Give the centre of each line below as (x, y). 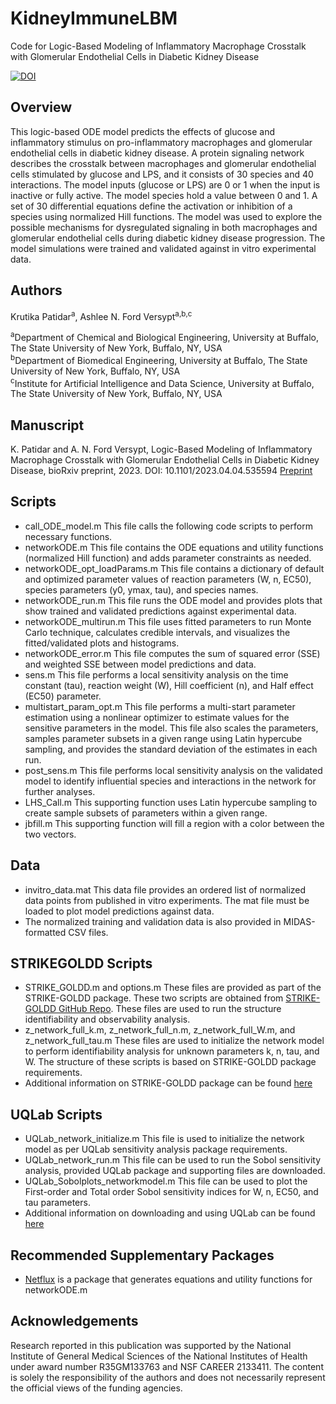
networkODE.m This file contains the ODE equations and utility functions (174, 547)
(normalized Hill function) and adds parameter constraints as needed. (168, 558)
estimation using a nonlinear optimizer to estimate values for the (157, 717)
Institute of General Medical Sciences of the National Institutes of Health (159, 1356)
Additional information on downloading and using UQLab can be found (170, 1213)
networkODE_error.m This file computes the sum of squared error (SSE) (172, 653)
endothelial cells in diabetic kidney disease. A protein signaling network (157, 153)
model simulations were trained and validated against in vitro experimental (163, 248)
